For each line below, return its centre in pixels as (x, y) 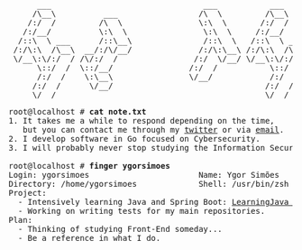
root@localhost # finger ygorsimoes (89, 166)
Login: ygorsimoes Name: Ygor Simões (144, 175)
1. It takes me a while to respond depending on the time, (142, 120)
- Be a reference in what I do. (89, 238)
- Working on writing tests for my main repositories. (142, 211)
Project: (27, 193)
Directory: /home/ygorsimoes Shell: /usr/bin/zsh (149, 184)
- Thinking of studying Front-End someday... (120, 229)
